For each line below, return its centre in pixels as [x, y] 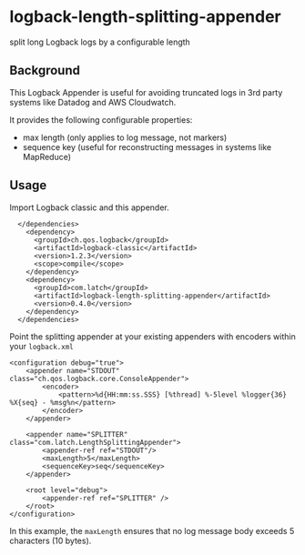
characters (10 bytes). [51, 540]
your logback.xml [42, 346]
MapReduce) [46, 156]
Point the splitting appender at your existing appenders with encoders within [152, 336]
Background [45, 71]
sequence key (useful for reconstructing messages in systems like [147, 146]
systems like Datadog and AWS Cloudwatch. [93, 102]
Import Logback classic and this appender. [90, 207]
